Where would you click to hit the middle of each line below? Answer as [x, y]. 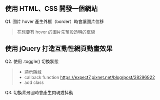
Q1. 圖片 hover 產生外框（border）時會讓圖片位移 [54, 21]
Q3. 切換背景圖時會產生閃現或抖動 [39, 92]
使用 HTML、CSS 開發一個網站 [51, 9]
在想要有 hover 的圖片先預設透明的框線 [56, 32]
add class [34, 82]
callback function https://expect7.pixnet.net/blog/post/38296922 [90, 77]
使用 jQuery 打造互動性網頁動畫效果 [59, 49]
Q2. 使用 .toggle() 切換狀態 [32, 61]
